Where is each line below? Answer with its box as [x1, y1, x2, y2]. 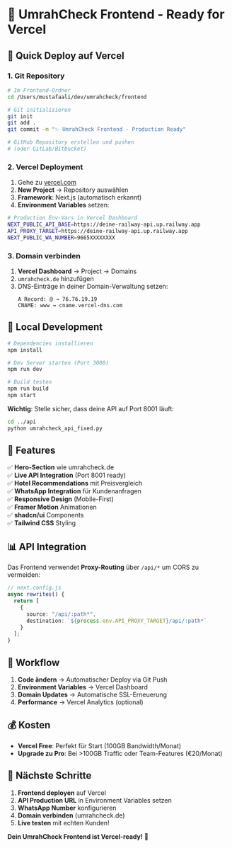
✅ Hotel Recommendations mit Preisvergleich [7, 479, 143, 488]
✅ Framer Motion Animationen [7, 503, 97, 512]
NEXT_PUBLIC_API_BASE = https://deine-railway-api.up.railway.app [7, 221, 201, 229]
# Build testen [7, 379, 52, 386]
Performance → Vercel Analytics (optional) [17, 697, 144, 706]
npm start [7, 392, 37, 399]
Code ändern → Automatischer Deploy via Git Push [17, 675, 168, 684]
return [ [13, 597, 40, 605]
